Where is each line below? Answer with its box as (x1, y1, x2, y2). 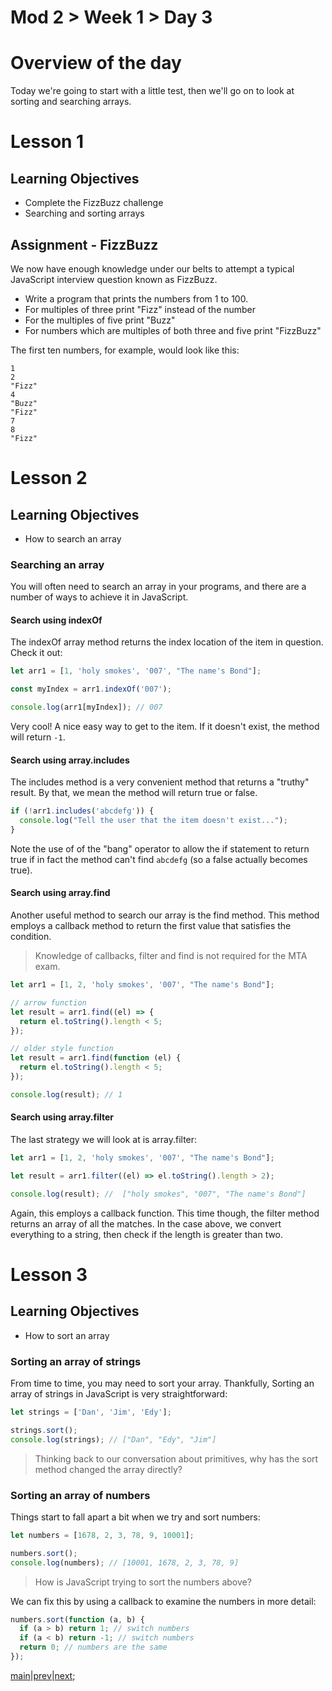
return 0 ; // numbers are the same (19, 1642, 168, 1653)
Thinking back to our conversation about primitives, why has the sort (34, 1452, 319, 1465)
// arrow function (10, 997, 87, 1008)
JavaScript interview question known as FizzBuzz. (10, 273, 218, 285)
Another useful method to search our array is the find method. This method (10, 909, 320, 921)
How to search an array (24, 532, 122, 545)
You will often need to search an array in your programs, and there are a (10, 581, 307, 593)
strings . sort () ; (10, 1425, 78, 1435)
